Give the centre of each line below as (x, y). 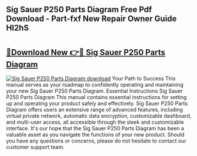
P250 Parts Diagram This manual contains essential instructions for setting (96, 97)
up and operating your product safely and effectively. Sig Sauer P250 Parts (97, 103)
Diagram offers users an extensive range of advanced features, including (95, 110)
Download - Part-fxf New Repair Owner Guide (91, 19)
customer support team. (35, 147)
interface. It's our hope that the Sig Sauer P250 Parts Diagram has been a (95, 128)
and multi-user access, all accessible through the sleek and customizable (95, 122)
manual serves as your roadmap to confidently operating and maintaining (95, 85)
